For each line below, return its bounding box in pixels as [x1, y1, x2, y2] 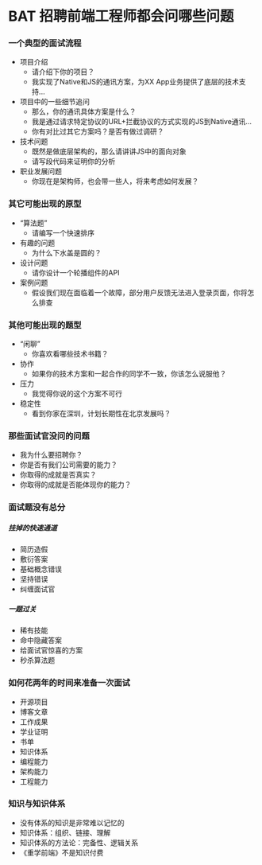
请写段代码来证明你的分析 [31, 157, 116, 166]
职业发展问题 [19, 166, 62, 176]
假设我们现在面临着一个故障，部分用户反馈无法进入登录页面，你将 [31, 287, 248, 297]
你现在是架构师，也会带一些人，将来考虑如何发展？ [31, 177, 199, 186]
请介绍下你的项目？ [31, 67, 95, 76]
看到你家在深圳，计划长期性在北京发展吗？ [31, 409, 171, 419]
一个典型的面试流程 [8, 37, 82, 49]
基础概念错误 [19, 564, 62, 574]
